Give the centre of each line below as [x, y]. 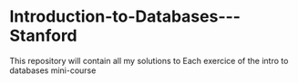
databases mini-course [53, 70]
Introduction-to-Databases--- [125, 17]
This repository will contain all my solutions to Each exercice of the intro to [149, 60]
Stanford [43, 36]
